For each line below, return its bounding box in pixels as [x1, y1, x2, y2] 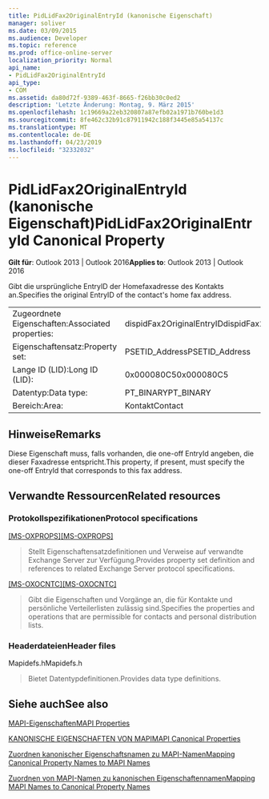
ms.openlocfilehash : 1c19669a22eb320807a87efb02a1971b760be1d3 [8, 109, 224, 117]
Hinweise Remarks [8, 428, 102, 441]
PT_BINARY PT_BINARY [124, 387, 211, 399]
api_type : [8, 78, 42, 86]
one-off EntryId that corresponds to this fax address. [8, 466, 183, 476]
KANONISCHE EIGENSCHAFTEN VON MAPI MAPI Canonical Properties [8, 733, 241, 743]
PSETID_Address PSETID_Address [124, 346, 251, 357]
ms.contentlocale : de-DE [8, 130, 91, 139]
